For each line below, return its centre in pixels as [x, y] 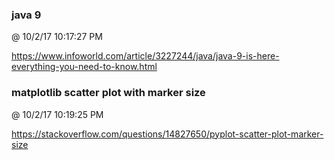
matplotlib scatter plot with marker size [108, 93]
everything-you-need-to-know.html [84, 67]
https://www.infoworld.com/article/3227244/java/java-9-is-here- [145, 56]
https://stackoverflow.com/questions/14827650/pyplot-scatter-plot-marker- [167, 134]
